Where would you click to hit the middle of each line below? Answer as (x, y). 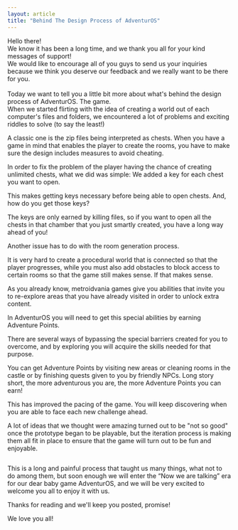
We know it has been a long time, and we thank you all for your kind (107, 48)
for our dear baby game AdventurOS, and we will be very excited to (106, 483)
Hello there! (24, 41)
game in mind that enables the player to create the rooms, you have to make (119, 145)
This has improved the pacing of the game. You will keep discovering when (117, 404)
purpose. (21, 354)
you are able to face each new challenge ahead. (77, 412)
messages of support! (39, 56)
